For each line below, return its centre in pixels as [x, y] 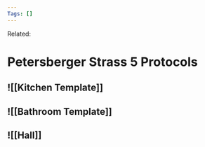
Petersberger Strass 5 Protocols [102, 62]
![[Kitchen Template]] [55, 88]
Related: [19, 34]
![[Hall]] [25, 135]
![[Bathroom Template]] [60, 112]
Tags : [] [20, 14]
